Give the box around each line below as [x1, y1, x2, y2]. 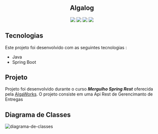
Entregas [5, 96, 23, 102]
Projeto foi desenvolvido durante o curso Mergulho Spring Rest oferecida [5, 86, 154, 92]
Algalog [70, 4, 94, 12]
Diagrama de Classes [5, 111, 71, 119]
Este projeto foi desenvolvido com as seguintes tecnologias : [5, 44, 127, 50]
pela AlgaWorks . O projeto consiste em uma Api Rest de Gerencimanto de [5, 91, 153, 97]
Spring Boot [12, 59, 37, 65]
